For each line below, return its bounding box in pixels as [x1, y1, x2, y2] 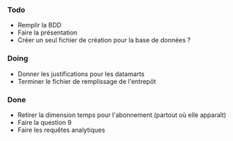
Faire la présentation [17, 28, 78, 37]
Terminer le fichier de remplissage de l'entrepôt [17, 77, 157, 85]
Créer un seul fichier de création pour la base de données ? [17, 36, 191, 44]
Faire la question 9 [17, 118, 72, 126]
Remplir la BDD [17, 21, 62, 30]
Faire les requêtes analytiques [17, 125, 106, 134]
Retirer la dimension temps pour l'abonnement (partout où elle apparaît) [17, 111, 227, 119]
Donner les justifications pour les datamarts [17, 69, 145, 78]
